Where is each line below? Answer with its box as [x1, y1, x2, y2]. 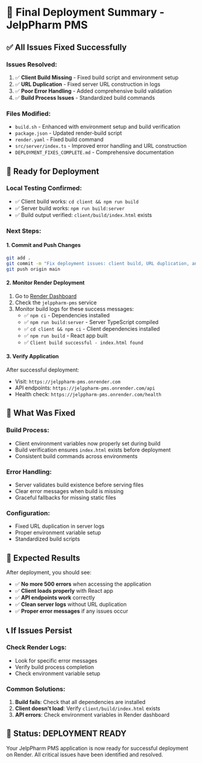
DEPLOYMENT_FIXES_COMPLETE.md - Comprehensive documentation [14, 149, 174, 156]
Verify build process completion [14, 663, 94, 670]
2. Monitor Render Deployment [6, 279, 85, 286]
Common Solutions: [6, 685, 66, 693]
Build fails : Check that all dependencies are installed [14, 699, 146, 706]
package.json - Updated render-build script [14, 129, 122, 137]
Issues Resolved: [6, 60, 58, 69]
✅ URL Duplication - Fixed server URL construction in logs [14, 81, 161, 88]
